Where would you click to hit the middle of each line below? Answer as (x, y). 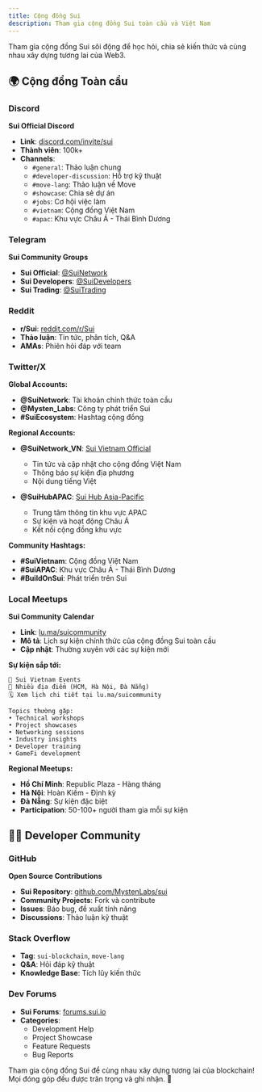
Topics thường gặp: (41, 712)
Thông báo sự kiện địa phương (83, 472)
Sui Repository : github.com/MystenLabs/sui (94, 892)
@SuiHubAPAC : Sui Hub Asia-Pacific (82, 497)
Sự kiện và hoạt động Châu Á (81, 521)
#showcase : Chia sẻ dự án (73, 193)
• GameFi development (45, 754)
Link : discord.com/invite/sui (66, 141)
